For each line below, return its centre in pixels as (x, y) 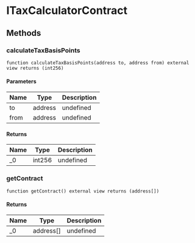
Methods (24, 33)
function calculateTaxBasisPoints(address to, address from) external (98, 63)
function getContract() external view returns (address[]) (83, 191)
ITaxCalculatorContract (67, 11)
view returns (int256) (35, 68)
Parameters (21, 81)
